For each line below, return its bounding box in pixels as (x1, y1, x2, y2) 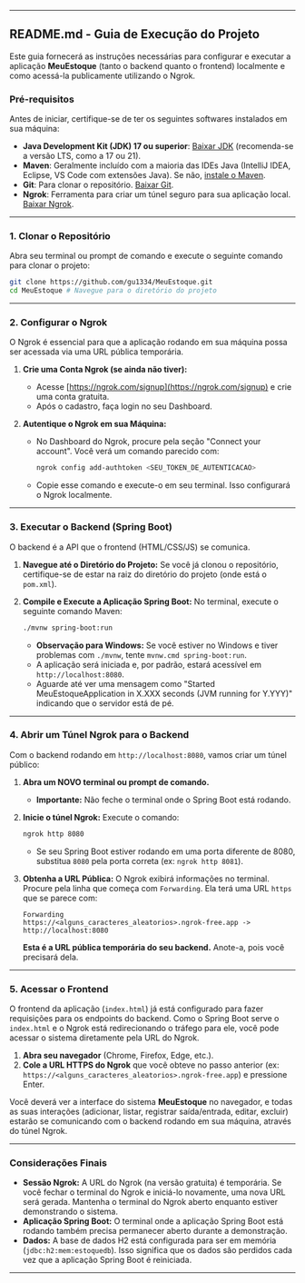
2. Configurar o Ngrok (9, 316, 108, 329)
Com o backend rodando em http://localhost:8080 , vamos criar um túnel (9, 749, 288, 760)
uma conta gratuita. (35, 392, 110, 403)
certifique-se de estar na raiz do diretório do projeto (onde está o (22, 569, 268, 580)
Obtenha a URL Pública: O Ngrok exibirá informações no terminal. (22, 873, 271, 884)
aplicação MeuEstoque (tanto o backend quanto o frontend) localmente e (9, 60, 286, 71)
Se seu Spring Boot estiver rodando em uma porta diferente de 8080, (35, 846, 296, 857)
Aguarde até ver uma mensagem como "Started (35, 678, 215, 689)
